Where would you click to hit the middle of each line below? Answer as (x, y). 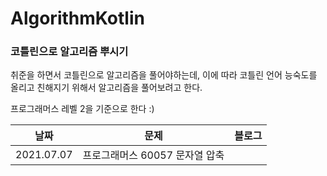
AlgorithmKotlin (77, 18)
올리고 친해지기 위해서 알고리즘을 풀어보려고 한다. (106, 88)
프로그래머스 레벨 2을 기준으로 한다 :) (82, 109)
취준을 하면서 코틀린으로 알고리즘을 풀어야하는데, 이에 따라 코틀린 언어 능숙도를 (164, 75)
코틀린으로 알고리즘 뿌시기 (69, 52)
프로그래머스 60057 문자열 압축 (153, 155)
